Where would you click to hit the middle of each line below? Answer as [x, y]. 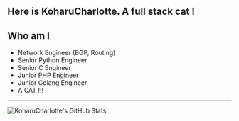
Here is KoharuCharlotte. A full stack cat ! [101, 12]
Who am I [28, 36]
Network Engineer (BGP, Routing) [67, 53]
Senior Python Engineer [52, 60]
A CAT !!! [31, 91]
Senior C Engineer [44, 68]
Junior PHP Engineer [48, 75]
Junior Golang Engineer [52, 83]
